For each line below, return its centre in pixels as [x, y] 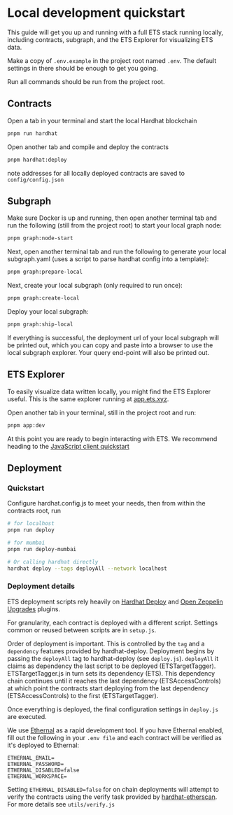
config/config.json [36, 180]
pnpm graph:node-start [40, 238]
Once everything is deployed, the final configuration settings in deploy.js [113, 709]
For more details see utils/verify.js [61, 804]
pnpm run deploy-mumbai [42, 549]
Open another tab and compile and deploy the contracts [88, 147]
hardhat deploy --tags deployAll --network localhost [87, 569]
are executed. [27, 716]
